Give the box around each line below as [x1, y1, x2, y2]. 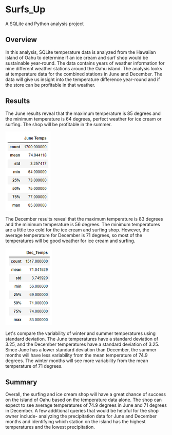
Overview [5, 35, 37, 44]
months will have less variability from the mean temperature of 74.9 [5, 352, 148, 358]
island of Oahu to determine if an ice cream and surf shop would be [5, 54, 148, 61]
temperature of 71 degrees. [5, 363, 63, 369]
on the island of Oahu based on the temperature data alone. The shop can [5, 397, 162, 403]
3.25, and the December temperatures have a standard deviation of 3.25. [5, 341, 160, 347]
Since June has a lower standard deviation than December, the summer [5, 346, 157, 352]
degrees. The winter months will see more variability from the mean [5, 358, 148, 364]
